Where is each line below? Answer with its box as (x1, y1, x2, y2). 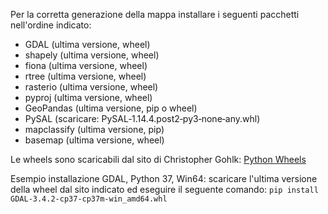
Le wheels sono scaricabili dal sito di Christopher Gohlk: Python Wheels (10, 154, 307, 165)
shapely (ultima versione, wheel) (24, 49, 160, 61)
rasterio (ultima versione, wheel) (24, 81, 159, 93)
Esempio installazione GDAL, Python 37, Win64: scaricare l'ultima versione (10, 173, 318, 184)
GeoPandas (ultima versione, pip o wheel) (24, 102, 198, 114)
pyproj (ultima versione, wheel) (24, 92, 153, 103)
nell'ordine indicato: (10, 19, 92, 31)
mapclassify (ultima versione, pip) (24, 124, 165, 135)
